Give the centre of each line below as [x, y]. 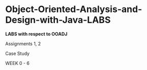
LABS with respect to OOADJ [36, 34]
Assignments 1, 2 [23, 43]
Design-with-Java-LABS [58, 20]
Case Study [17, 53]
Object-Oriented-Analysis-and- [74, 9]
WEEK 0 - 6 [17, 63]
